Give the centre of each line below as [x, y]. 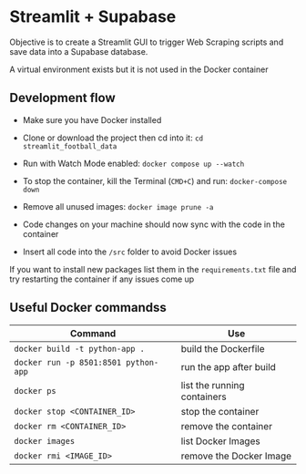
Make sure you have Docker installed [92, 119]
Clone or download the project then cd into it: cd [112, 138]
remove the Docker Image [236, 456]
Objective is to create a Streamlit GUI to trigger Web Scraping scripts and [147, 42]
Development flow [62, 98]
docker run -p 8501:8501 [68, 362]
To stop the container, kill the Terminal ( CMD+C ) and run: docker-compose [155, 180]
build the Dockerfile [223, 348]
